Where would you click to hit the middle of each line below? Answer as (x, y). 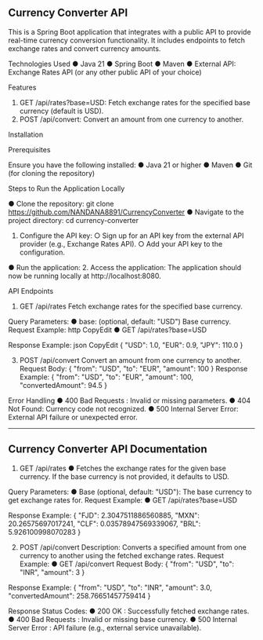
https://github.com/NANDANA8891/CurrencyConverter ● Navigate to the (126, 212)
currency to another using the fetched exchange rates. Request (122, 555)
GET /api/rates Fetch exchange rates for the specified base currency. (131, 306)
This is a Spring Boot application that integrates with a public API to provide (130, 31)
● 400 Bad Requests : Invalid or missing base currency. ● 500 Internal (122, 619)
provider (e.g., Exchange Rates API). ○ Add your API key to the (121, 243)
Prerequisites (29, 149)
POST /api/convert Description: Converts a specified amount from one (133, 547)
